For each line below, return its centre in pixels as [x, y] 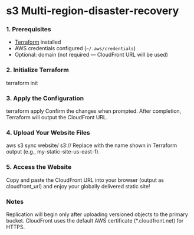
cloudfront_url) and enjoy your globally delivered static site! [78, 186]
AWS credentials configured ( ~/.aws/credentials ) [75, 48]
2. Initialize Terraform [37, 70]
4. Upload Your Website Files [48, 133]
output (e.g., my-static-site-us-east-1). [53, 152]
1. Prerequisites [29, 30]
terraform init [22, 83]
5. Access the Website [39, 167]
